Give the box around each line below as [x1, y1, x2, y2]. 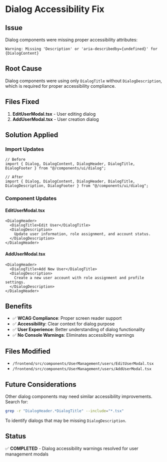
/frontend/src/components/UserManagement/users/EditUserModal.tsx [12, 361, 154, 366]
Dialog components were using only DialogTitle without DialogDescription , [5, 78, 162, 84]
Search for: [5, 399, 28, 405]
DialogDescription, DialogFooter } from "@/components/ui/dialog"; [5, 183, 149, 188]
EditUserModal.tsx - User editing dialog [12, 111, 96, 117]
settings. [5, 280, 26, 285]
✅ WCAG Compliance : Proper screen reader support [12, 315, 122, 321]
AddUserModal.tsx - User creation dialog [12, 116, 99, 122]
